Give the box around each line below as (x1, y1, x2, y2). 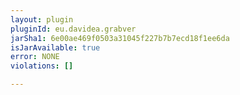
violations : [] (10, 61, 74, 71)
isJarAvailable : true (10, 42, 101, 53)
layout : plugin (10, 14, 74, 25)
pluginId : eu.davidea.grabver (10, 24, 137, 34)
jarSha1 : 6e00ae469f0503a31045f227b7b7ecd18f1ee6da (10, 33, 230, 43)
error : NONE (10, 52, 60, 62)
